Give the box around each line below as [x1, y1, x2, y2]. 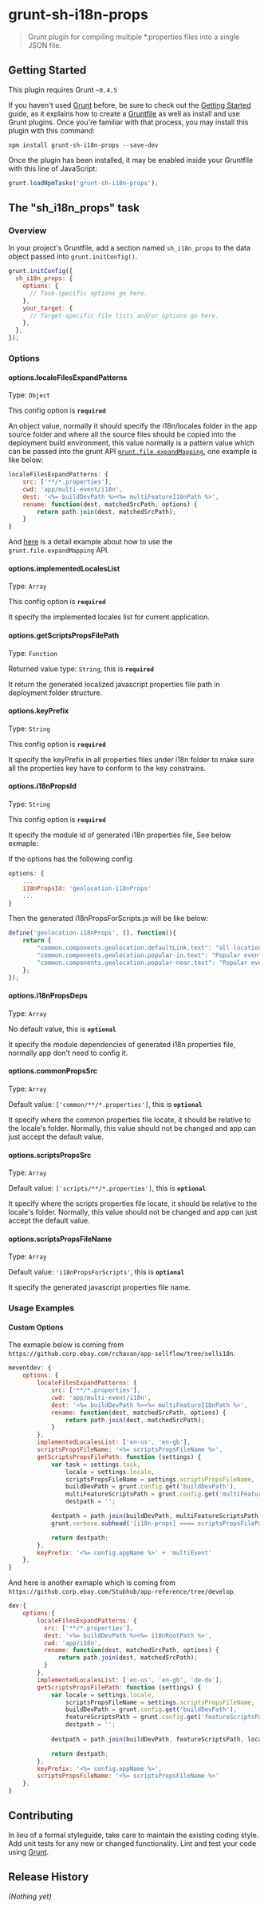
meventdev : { [8, 1364, 52, 1372]
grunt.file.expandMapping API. [8, 545, 110, 555]
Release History [8, 1870, 89, 1884]
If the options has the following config [8, 854, 133, 864]
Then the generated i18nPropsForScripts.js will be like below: [8, 914, 209, 923]
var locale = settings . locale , [50, 1690, 156, 1699]
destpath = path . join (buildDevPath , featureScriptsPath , [50, 1735, 245, 1743]
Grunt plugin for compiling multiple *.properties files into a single [27, 32, 240, 41]
